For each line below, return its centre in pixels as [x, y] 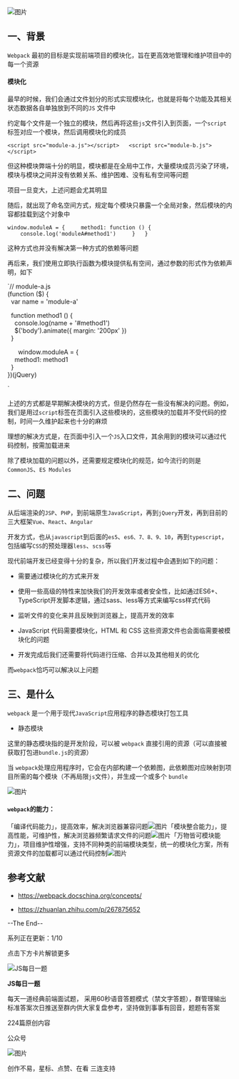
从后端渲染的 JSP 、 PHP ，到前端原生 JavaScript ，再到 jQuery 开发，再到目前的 [118, 512]
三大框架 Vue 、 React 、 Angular [50, 521]
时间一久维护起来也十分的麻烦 [63, 421]
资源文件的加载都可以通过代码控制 [57, 853]
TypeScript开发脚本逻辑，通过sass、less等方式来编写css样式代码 [114, 600]
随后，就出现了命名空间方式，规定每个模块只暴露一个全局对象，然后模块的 [117, 205]
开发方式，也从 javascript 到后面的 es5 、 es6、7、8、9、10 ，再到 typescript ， [118, 536]
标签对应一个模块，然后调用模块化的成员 [67, 132]
